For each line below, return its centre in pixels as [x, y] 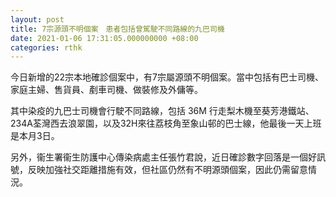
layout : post [37, 19]
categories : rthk [46, 47]
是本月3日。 [35, 136]
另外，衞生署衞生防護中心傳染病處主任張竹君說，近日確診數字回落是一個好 [163, 157]
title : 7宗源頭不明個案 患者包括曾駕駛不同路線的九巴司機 [117, 29]
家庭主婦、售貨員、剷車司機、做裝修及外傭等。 [106, 90]
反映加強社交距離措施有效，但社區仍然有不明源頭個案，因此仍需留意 [167, 170]
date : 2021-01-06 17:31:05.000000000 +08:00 [104, 38]
